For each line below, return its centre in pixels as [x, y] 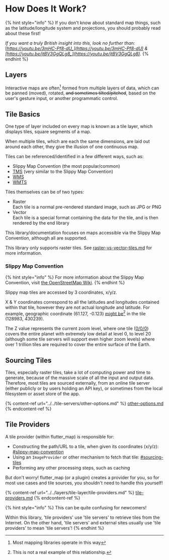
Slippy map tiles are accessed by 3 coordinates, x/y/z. [61, 292]
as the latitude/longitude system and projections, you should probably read [83, 28]
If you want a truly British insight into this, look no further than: [70, 43]
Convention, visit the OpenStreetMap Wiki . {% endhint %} [65, 282]
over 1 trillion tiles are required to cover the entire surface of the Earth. [78, 345]
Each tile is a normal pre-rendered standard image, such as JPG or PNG [87, 207]
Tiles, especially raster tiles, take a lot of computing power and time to [78, 372]
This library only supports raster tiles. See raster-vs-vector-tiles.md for [79, 248]
